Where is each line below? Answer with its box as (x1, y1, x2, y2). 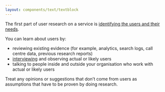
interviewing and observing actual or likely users (12, 55, 111, 62)
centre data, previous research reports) (12, 50, 93, 56)
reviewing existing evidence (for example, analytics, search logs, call (12, 45, 153, 51)
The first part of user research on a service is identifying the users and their (5, 21, 160, 27)
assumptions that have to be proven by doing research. (5, 81, 118, 87)
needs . (5, 26, 19, 32)
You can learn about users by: (5, 36, 66, 42)
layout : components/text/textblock (5, 7, 79, 12)
